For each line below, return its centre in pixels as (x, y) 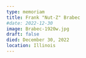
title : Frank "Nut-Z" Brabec (43, 18)
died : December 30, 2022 (38, 40)
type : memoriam (26, 12)
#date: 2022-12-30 (30, 23)
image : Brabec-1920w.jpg (38, 29)
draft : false (23, 34)
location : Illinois (31, 46)
